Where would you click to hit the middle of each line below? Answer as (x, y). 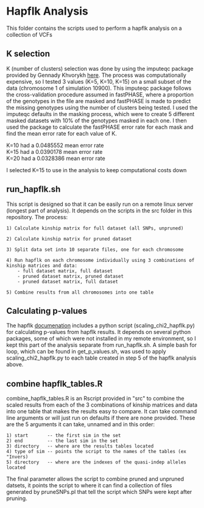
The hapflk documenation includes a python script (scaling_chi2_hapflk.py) (100, 325)
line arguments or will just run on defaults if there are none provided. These (101, 418)
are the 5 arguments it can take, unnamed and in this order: (81, 424)
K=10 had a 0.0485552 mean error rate (55, 145)
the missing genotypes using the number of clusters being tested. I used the (102, 107)
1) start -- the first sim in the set (64, 436)
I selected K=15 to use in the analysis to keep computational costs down (97, 170)
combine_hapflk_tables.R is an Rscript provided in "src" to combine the (95, 399)
